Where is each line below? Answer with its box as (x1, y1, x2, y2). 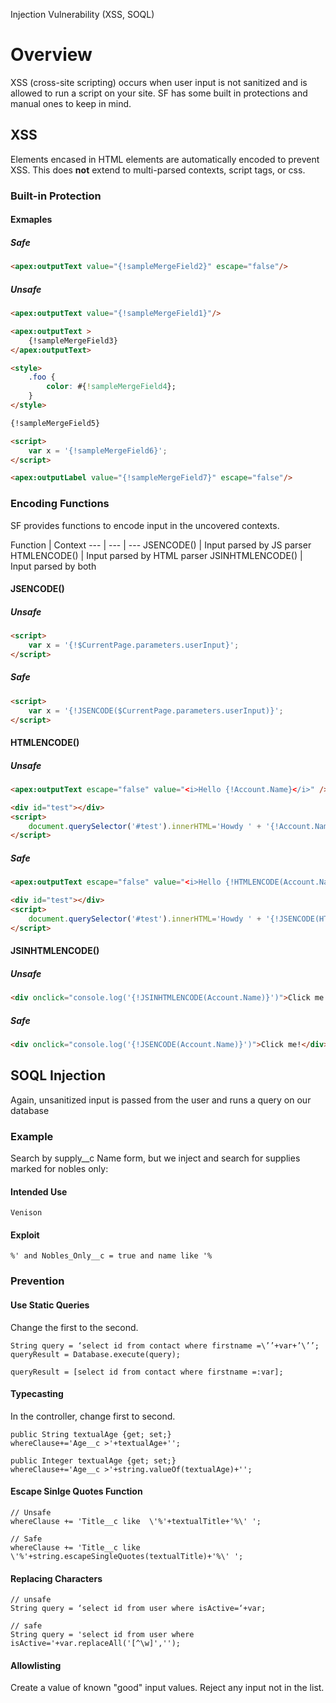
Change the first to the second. (10, 1321, 139, 1333)
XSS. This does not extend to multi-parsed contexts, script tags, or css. (10, 164, 306, 176)
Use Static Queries (10, 1299, 90, 1311)
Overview (10, 44, 93, 66)
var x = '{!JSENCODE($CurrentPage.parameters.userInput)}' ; (28, 705, 284, 716)
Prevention (10, 1274, 65, 1288)
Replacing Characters (10, 1572, 103, 1584)
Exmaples (10, 214, 53, 226)
